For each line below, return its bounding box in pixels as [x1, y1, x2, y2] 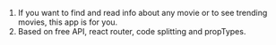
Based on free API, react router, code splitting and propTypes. [17, 26, 246, 36]
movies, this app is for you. [17, 17, 118, 27]
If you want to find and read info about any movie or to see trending [17, 8, 268, 18]
